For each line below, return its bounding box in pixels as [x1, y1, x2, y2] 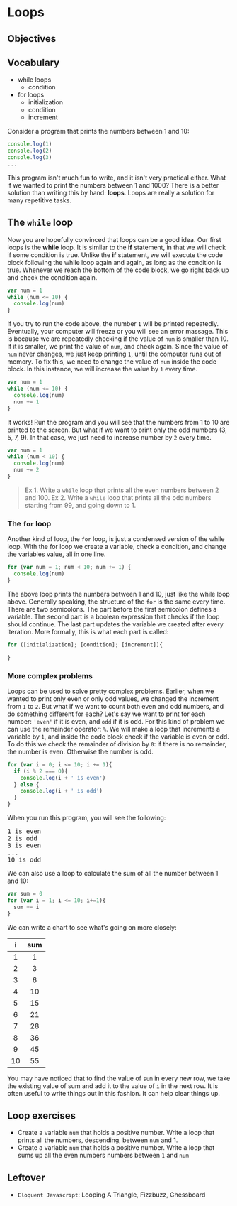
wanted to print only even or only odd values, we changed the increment [7, 694, 219, 703]
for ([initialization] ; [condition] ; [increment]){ [7, 641, 163, 648]
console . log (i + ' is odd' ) [20, 788, 103, 795]
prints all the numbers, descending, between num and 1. [17, 1136, 178, 1144]
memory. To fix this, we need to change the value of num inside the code [7, 357, 217, 366]
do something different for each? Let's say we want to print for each [7, 710, 206, 718]
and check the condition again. [7, 273, 98, 281]
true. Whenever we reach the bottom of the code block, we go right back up [7, 266, 229, 274]
